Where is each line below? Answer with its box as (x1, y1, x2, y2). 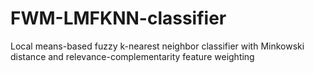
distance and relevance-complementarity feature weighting (10, 50, 255, 62)
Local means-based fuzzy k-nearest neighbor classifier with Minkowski (10, 40, 305, 52)
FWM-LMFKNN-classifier (10, 7, 227, 30)
